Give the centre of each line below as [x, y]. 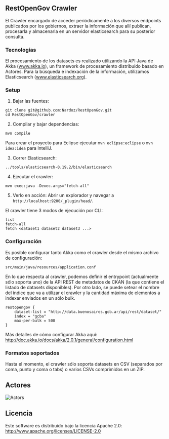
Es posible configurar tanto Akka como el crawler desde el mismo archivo [82, 252]
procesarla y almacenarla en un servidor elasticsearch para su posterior [80, 31]
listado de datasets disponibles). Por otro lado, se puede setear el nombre [82, 287]
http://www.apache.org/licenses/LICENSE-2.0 [53, 431]
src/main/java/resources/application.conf [51, 267]
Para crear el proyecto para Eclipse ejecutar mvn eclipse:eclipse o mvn [79, 143]
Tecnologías [21, 50]
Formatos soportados [32, 353]
